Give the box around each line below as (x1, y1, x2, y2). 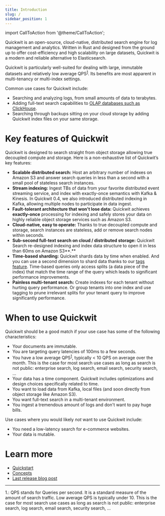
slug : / (5, 12, 21, 17)
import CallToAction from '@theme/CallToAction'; (5, 30, 105, 36)
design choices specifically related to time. (12, 381, 99, 387)
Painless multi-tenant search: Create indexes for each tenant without (12, 279, 154, 285)
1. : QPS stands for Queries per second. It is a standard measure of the (5, 489, 146, 495)
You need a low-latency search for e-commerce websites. (12, 426, 130, 432)
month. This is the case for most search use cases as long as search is (12, 360, 156, 366)
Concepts (12, 470, 32, 476)
